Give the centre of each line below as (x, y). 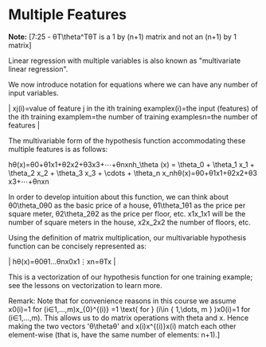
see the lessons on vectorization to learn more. (86, 285)
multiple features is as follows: (58, 149)
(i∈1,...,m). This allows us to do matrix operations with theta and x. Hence (129, 318)
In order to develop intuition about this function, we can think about (118, 197)
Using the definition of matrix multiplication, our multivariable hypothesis (127, 237)
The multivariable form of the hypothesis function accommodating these (127, 140)
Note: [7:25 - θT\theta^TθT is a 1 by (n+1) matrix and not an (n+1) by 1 (123, 37)
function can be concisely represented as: (78, 246)
